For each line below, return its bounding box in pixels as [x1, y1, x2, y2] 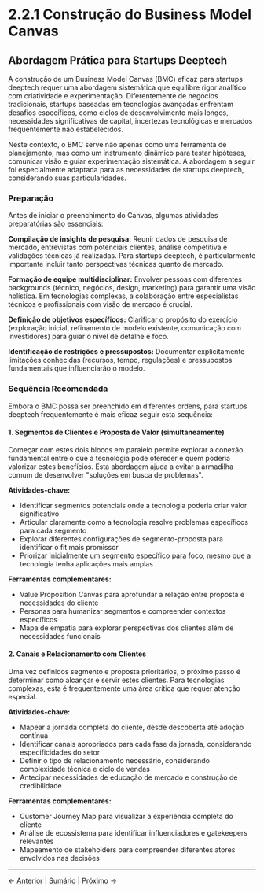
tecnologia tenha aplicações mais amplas [19, 559, 153, 568]
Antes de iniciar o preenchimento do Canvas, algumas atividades [8, 211, 218, 220]
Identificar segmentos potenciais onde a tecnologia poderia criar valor [19, 500, 247, 510]
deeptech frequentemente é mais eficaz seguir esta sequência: [8, 409, 214, 419]
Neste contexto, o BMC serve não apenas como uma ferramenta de [8, 140, 227, 149]
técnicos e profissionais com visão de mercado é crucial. [8, 300, 192, 309]
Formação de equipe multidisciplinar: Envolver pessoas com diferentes [8, 275, 242, 284]
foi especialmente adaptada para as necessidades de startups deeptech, [8, 165, 244, 174]
